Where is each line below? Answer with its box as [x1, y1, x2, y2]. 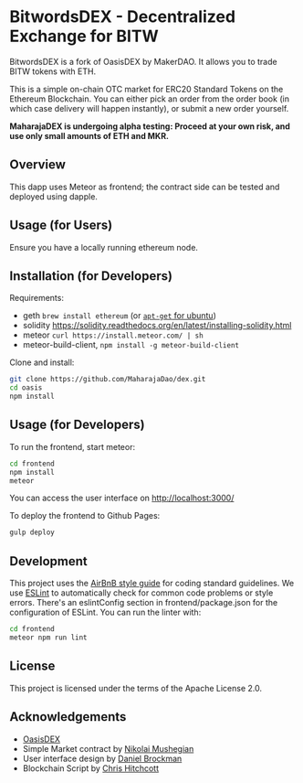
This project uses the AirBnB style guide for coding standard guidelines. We [9, 578, 295, 589]
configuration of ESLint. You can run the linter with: [9, 606, 202, 618]
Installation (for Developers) [9, 268, 173, 284]
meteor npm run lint [9, 633, 89, 642]
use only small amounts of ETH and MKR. [9, 130, 170, 141]
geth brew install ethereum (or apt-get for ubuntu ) [22, 310, 216, 321]
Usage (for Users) [9, 218, 113, 233]
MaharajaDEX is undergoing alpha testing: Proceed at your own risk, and [9, 121, 290, 132]
